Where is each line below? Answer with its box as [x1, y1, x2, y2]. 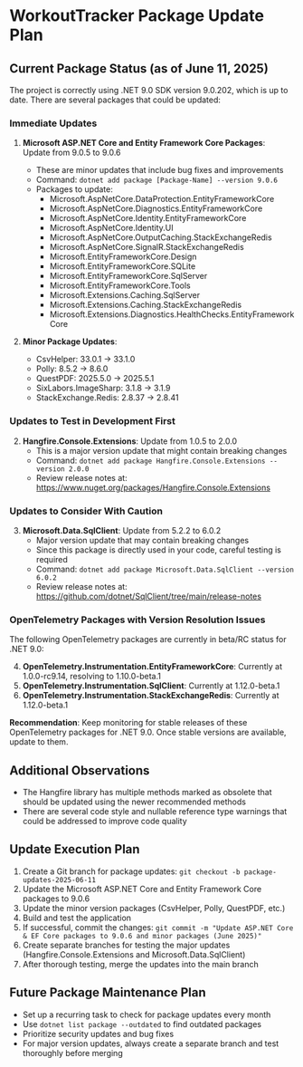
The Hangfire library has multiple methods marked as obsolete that [22, 787, 273, 797]
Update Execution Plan [9, 841, 140, 857]
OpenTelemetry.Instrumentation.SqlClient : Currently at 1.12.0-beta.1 [22, 680, 280, 691]
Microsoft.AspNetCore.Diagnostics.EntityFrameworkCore [49, 203, 263, 214]
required [35, 553, 68, 564]
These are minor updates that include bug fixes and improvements [35, 165, 284, 176]
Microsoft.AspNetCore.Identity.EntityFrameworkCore [49, 213, 247, 224]
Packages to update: [35, 184, 113, 195]
